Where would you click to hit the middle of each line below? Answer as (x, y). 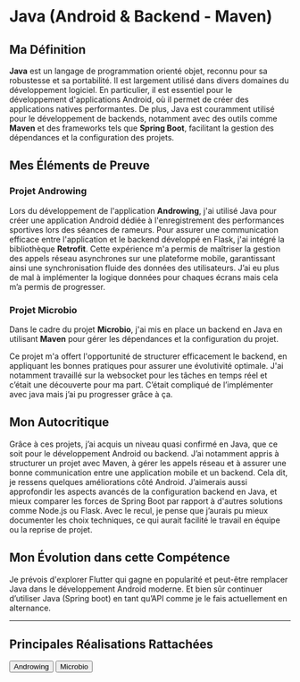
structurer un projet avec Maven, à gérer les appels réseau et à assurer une (148, 463)
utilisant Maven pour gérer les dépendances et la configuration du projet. (144, 338)
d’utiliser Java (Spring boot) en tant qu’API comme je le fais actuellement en (148, 598)
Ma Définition (48, 50)
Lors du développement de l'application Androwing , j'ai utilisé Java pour (143, 210)
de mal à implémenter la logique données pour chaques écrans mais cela (144, 277)
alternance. (30, 608)
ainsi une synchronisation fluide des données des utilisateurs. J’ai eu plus (144, 268)
